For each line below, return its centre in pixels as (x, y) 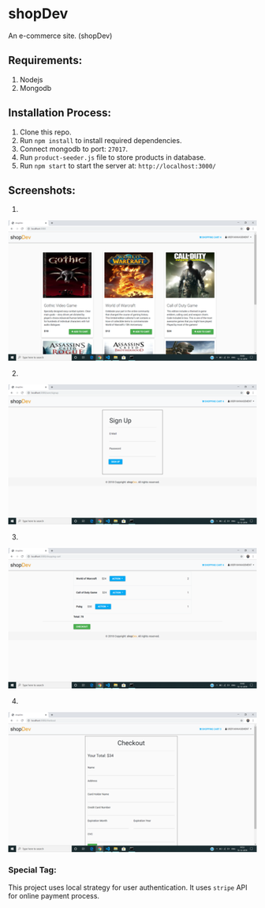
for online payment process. (54, 895)
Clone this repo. (45, 132)
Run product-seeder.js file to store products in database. (113, 157)
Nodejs (31, 79)
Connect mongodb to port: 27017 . (74, 149)
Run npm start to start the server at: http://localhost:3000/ (118, 165)
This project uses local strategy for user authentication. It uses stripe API (128, 887)
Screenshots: (42, 190)
